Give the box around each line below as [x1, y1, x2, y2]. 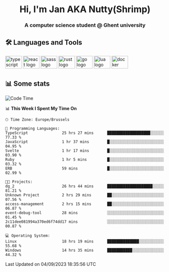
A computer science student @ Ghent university [24, 22, 146, 29]
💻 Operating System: [5, 233, 51, 239]
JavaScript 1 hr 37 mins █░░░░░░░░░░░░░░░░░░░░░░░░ [5, 140, 164, 145]
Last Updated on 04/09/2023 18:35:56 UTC [5, 261, 96, 267]
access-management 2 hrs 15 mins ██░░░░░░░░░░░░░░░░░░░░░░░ [5, 201, 164, 207]
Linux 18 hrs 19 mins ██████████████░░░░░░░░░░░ [5, 239, 164, 244]
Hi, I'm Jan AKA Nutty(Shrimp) [19, 4, 151, 15]
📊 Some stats [5, 79, 50, 88]
